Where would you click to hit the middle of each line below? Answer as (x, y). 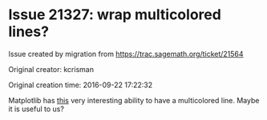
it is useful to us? (36, 109)
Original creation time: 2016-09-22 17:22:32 (81, 85)
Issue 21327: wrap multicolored (115, 15)
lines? (29, 32)
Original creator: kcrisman (51, 69)
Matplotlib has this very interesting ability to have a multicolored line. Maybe (134, 100)
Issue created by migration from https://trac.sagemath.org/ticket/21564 (126, 54)
